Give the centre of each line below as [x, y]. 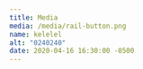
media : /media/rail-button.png [68, 26]
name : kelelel [36, 34]
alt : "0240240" [38, 43]
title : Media [34, 17]
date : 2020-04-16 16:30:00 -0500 [72, 51]
